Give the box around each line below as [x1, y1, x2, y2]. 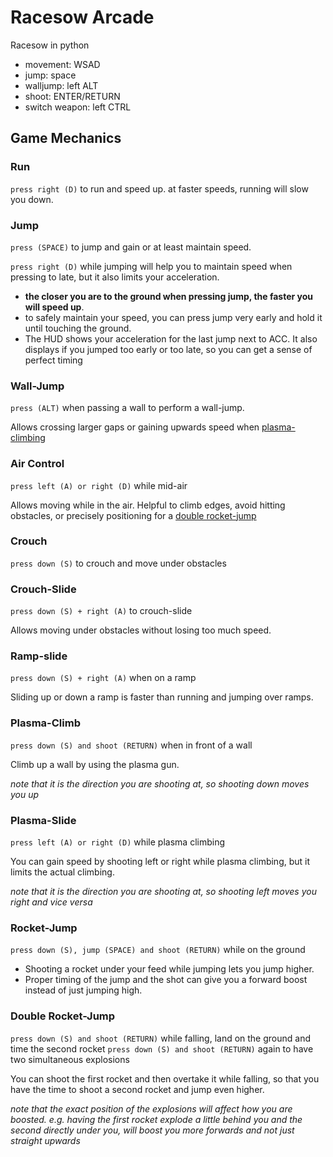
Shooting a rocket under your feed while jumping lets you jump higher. [24, 963, 315, 975]
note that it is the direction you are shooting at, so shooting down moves [10, 777, 310, 790]
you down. [10, 193, 54, 205]
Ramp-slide [10, 649, 68, 663]
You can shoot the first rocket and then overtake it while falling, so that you [10, 1072, 320, 1085]
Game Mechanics [10, 130, 122, 147]
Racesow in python [10, 39, 90, 51]
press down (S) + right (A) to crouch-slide [10, 605, 193, 617]
